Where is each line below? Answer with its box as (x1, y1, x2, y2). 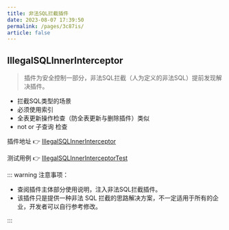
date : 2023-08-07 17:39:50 (7, 16, 84, 23)
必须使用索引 (16, 106, 53, 114)
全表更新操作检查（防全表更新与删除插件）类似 (16, 114, 149, 122)
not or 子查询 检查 (16, 123, 68, 131)
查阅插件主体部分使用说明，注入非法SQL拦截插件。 (16, 185, 162, 194)
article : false (7, 29, 51, 36)
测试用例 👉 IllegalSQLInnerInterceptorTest (7, 154, 128, 162)
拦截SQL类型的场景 (16, 97, 72, 105)
